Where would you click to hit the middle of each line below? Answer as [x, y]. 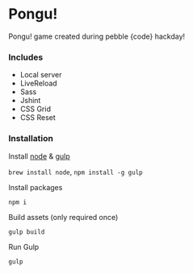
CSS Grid [35, 109]
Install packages [36, 187]
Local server [41, 75]
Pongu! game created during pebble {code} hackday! [97, 36]
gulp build [27, 232]
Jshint [30, 101]
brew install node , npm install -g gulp [76, 172]
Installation [31, 139]
